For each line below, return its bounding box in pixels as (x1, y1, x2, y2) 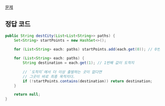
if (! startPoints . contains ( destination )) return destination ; (23, 79, 153, 83)
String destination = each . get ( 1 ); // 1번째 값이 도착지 (23, 60, 135, 65)
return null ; (14, 92, 41, 97)
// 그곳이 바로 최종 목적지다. (23, 74, 75, 79)
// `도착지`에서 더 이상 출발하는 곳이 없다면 (23, 69, 102, 75)
